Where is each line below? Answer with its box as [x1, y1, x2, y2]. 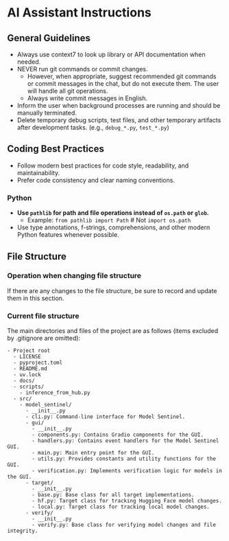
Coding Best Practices [7, 143, 104, 155]
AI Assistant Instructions [7, 5, 152, 21]
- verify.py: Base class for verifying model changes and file [32, 522, 216, 529]
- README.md [13, 365, 48, 372]
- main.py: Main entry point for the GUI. [32, 450, 155, 457]
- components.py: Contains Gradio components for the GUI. [32, 431, 204, 439]
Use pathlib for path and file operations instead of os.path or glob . [16, 209, 209, 217]
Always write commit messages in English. [27, 94, 148, 102]
